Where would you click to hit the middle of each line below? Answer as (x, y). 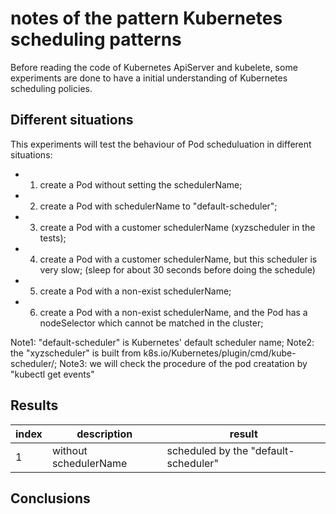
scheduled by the (207, 450)
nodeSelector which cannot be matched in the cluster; (151, 323)
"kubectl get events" (52, 374)
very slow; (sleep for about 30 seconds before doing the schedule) (177, 269)
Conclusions (50, 498)
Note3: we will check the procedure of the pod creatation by (183, 363)
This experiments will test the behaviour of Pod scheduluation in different (161, 144)
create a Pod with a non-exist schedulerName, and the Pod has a (173, 312)
